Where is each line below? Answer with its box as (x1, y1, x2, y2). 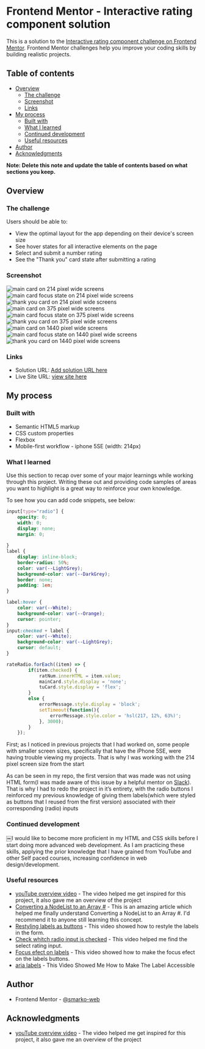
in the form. (15, 929, 45, 936)
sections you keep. (6, 168, 56, 175)
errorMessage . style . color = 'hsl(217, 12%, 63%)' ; (49, 712, 182, 719)
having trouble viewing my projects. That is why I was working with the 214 (6, 754, 195, 761)
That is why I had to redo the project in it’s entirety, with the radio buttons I (6, 785, 193, 792)
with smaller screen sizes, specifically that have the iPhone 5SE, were (6, 747, 182, 754)
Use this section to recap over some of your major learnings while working (6, 472, 193, 479)
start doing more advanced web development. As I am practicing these (6, 841, 185, 849)
